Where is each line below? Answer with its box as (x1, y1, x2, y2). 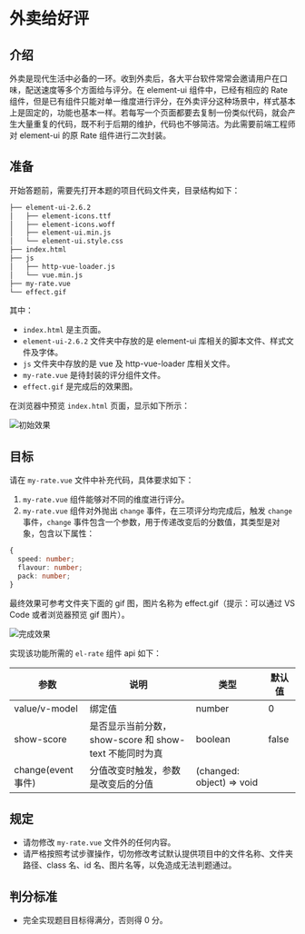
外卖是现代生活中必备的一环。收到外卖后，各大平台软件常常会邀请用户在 (9, 74, 280, 84)
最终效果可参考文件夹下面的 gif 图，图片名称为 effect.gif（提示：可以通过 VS (9, 597, 296, 609)
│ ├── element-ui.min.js (9, 228, 112, 237)
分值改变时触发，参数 (89, 764, 182, 777)
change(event (14, 763, 74, 776)
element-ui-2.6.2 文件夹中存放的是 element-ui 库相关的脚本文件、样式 (22, 335, 286, 346)
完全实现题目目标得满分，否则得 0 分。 (22, 915, 168, 926)
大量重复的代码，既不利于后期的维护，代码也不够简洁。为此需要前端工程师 (16, 119, 296, 129)
